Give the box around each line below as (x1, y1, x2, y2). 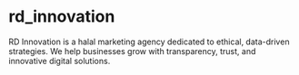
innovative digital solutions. (8, 55, 111, 66)
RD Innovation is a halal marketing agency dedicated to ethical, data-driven (8, 36, 290, 47)
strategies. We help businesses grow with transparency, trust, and (8, 45, 256, 56)
